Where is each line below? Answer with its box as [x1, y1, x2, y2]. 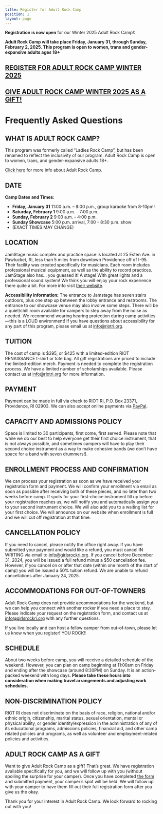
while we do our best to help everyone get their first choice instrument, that [5, 435, 157, 442]
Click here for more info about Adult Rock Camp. [5, 167, 103, 173]
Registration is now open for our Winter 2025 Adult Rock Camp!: [5, 30, 135, 36]
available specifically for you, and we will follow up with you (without [5, 768, 143, 774]
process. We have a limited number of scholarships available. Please [5, 366, 143, 371]
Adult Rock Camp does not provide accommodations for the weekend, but [5, 600, 154, 606]
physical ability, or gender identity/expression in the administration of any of [5, 720, 158, 726]
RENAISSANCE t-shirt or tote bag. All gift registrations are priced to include [5, 355, 156, 361]
